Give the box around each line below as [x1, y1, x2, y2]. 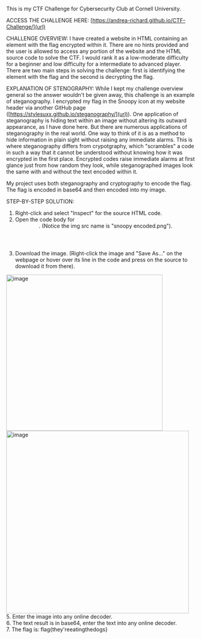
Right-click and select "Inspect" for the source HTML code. [14, 210, 162, 216]
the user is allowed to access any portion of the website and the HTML [6, 48, 182, 55]
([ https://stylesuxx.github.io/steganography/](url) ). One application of [6, 111, 179, 117]
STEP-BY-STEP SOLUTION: [6, 198, 75, 205]
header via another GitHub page [6, 104, 86, 111]
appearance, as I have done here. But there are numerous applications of [6, 123, 188, 130]
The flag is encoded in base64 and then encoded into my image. [6, 186, 167, 193]
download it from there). [14, 263, 75, 270]
